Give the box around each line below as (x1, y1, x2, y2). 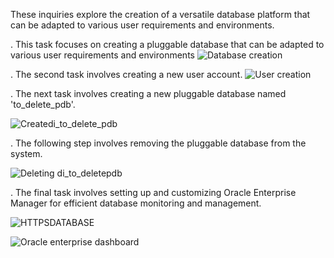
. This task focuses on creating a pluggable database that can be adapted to (10, 39, 325, 50)
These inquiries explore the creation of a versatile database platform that (10, 9, 311, 20)
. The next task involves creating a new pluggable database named (10, 88, 287, 99)
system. (10, 148, 43, 159)
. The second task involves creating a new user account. (10, 69, 243, 80)
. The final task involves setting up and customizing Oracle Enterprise (10, 187, 297, 198)
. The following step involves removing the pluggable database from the (10, 137, 307, 149)
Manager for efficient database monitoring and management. (10, 197, 262, 209)
